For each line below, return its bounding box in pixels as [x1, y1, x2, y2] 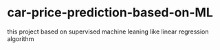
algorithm [7, 34, 34, 42]
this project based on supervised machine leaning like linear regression [7, 27, 209, 36]
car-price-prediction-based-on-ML [7, 5, 213, 21]
